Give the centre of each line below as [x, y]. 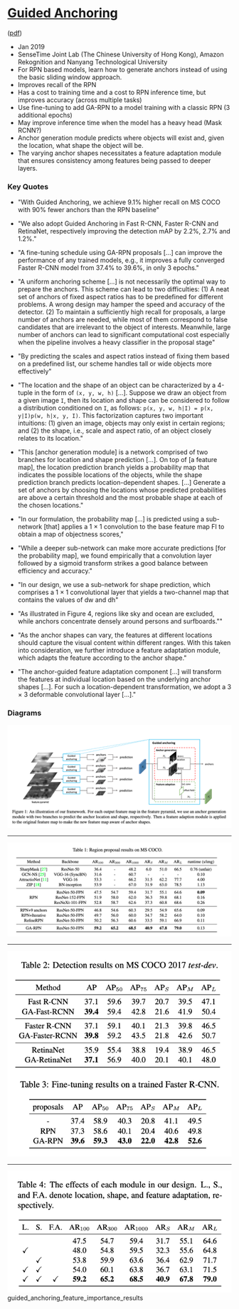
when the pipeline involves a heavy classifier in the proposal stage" [116, 342]
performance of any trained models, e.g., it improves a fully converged [121, 260]
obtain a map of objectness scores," [70, 534]
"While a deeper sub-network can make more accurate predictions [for [122, 548]
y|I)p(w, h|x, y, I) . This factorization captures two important [111, 416]
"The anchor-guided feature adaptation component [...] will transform [119, 672]
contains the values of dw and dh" [68, 600]
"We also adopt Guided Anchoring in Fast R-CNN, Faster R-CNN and [118, 224]
